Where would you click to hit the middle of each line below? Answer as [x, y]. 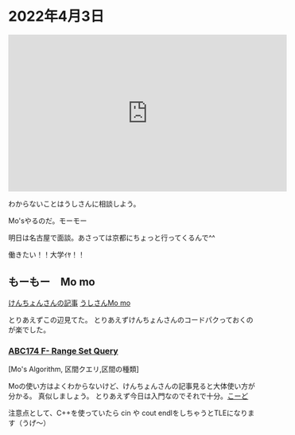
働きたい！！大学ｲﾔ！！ [47, 254]
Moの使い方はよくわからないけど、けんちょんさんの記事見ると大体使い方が [132, 386]
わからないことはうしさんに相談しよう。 [74, 203]
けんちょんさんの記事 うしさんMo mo [70, 303]
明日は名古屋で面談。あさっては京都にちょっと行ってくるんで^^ [112, 237]
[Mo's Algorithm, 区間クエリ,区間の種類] [74, 369]
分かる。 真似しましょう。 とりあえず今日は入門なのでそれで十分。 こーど [128, 396]
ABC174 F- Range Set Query [63, 351]
